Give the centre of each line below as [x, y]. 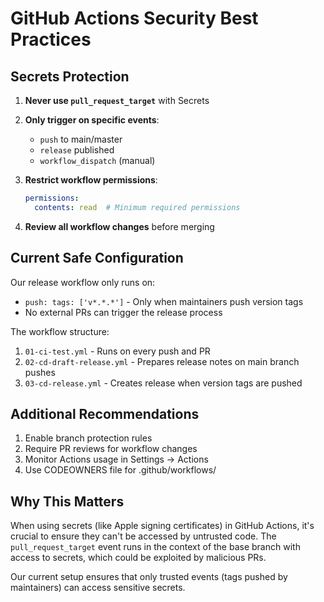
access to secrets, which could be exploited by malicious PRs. [138, 558]
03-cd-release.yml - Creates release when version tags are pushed [163, 383]
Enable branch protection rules [88, 438]
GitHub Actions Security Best [134, 18]
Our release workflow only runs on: [83, 282]
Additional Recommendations [105, 413]
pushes [40, 372]
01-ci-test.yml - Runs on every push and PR [117, 351]
